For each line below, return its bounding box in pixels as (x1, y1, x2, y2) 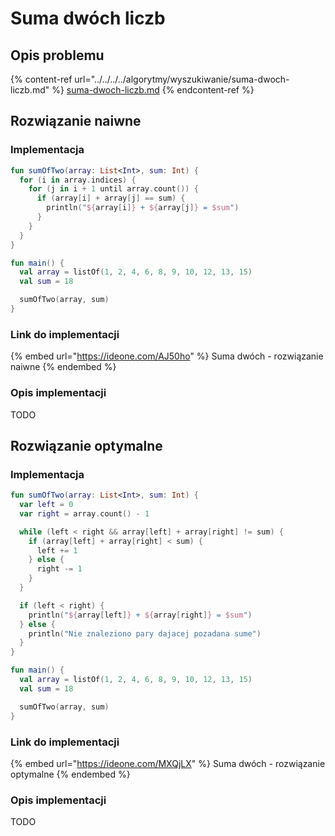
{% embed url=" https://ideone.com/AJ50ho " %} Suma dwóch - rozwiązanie (10, 350, 324, 362)
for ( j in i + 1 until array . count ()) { (28, 184, 199, 194)
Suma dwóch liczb (10, 7, 166, 30)
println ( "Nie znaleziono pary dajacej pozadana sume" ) (28, 628, 262, 639)
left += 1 (36, 545, 78, 556)
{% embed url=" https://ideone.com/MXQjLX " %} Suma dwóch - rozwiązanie (10, 757, 326, 769)
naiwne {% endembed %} (10, 361, 117, 373)
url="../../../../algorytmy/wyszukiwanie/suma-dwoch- (74, 73, 290, 85)
